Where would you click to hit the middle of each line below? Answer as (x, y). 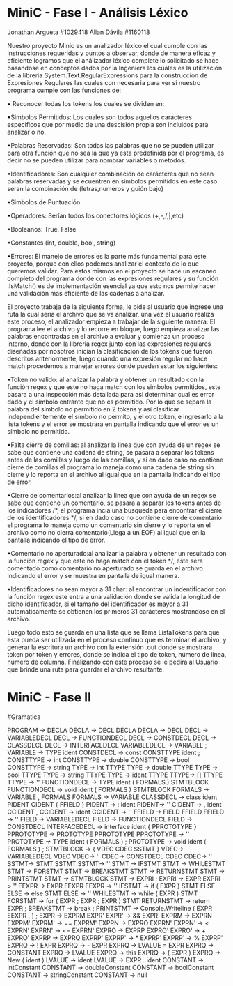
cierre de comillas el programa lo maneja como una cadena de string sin (111, 467)
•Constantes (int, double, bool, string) (62, 243)
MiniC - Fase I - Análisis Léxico (98, 13)
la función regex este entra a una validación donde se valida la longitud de (114, 596)
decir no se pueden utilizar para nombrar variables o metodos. (97, 160)
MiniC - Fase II (49, 698)
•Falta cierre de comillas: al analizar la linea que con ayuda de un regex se (114, 445)
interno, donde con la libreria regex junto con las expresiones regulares (109, 344)
